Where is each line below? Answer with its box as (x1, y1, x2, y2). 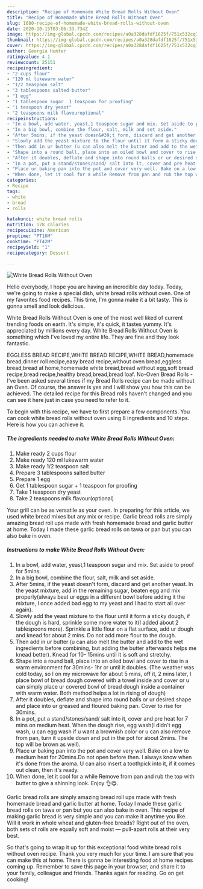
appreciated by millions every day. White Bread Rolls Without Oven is (7, 327, 178, 334)
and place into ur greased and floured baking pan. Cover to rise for (15, 703, 182, 710)
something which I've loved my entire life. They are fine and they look (7, 333, 180, 341)
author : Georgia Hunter (7, 48, 67, 54)
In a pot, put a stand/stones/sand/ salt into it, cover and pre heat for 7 (15, 715, 189, 722)
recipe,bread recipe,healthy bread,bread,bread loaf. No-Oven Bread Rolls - (7, 371, 193, 378)
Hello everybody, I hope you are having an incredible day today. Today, (7, 283, 183, 290)
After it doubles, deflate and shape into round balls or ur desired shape (15, 696, 192, 703)
